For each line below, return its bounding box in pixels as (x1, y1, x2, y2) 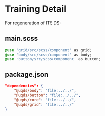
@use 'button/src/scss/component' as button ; (5, 57, 101, 61)
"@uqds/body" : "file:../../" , (14, 88, 77, 93)
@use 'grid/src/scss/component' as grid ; (5, 47, 92, 53)
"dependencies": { (5, 83, 43, 89)
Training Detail (5, 3, 67, 15)
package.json (5, 70, 49, 79)
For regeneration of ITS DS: (5, 20, 61, 26)
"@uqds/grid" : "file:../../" (14, 102, 74, 107)
